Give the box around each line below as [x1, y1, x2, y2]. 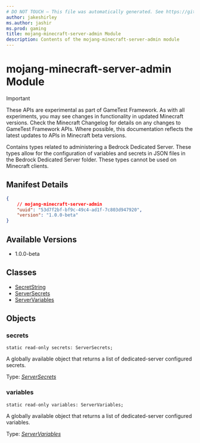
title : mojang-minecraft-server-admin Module [6, 31, 121, 37]
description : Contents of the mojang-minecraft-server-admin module [6, 36, 180, 42]
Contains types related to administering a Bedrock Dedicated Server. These [6, 143, 192, 150]
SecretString [14, 283, 46, 291]
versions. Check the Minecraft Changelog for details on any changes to [6, 119, 181, 126]
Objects [6, 313, 36, 323]
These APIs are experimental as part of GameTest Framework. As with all [6, 106, 185, 114]
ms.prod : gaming [6, 25, 46, 32]
